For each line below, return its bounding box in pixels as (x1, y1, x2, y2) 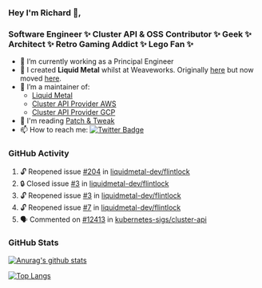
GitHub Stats (8, 237, 59, 248)
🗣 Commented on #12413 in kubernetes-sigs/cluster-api (19, 215, 208, 224)
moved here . (19, 73, 62, 83)
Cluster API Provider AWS (31, 99, 117, 108)
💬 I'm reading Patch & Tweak (19, 116, 115, 126)
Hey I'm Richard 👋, (8, 7, 81, 18)
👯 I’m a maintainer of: (19, 82, 90, 92)
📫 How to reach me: (19, 125, 89, 135)
